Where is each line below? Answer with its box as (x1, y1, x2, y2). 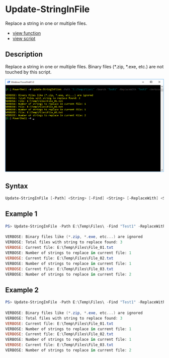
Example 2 (5, 286, 39, 294)
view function (12, 30, 41, 36)
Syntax (5, 182, 28, 190)
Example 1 (5, 210, 38, 218)
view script (12, 35, 36, 41)
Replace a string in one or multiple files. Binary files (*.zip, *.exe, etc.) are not (5, 63, 164, 69)
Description (5, 50, 43, 59)
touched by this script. (5, 69, 52, 75)
